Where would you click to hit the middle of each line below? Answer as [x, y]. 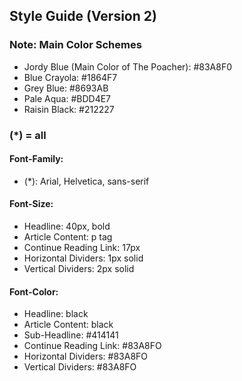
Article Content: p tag [68, 237]
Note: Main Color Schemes [75, 45]
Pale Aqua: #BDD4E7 [67, 98]
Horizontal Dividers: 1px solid [83, 258]
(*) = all [28, 135]
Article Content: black [68, 325]
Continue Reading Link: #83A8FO [92, 346]
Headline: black [56, 314]
